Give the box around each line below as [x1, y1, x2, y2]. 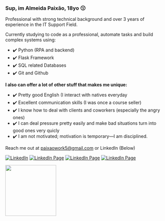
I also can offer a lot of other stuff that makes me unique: [5, 81, 127, 88]
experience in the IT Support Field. [5, 21, 78, 27]
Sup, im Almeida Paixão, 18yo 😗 [5, 5, 86, 12]
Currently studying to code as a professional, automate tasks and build [5, 32, 153, 38]
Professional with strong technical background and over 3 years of [5, 16, 145, 22]
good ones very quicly [12, 127, 60, 134]
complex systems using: [5, 37, 56, 43]
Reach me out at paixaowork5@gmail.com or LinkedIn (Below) [5, 145, 136, 151]
